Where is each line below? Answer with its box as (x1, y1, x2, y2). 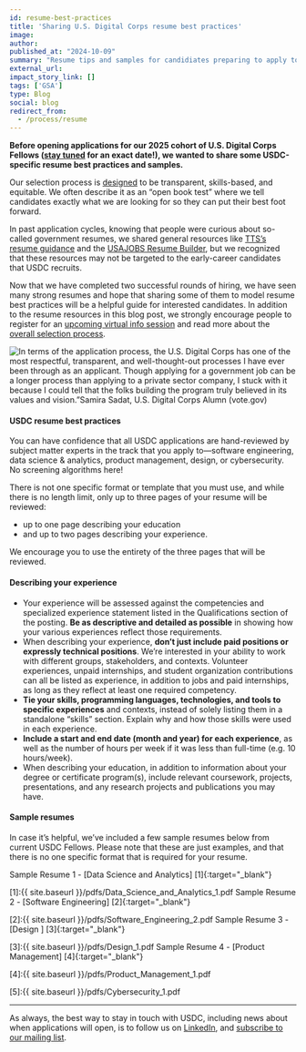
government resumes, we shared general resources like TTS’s (34, 233, 267, 244)
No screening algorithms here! (9, 465, 124, 475)
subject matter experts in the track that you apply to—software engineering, (9, 445, 294, 456)
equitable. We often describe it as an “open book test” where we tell (9, 187, 265, 198)
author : (9, 38, 39, 48)
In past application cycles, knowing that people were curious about (9, 224, 261, 235)
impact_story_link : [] (9, 73, 96, 82)
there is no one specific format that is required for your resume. (9, 851, 248, 862)
